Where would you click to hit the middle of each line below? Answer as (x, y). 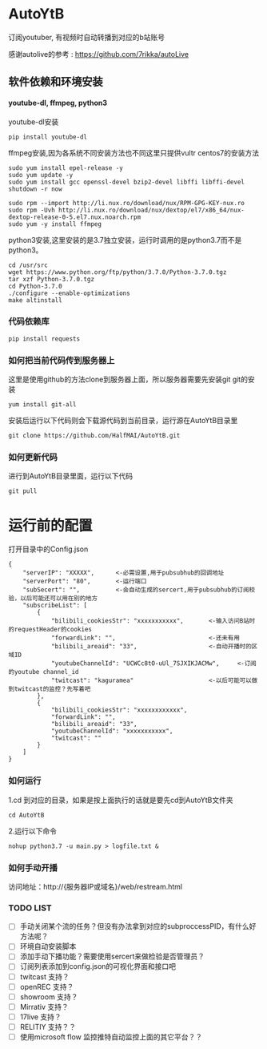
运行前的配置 (51, 525)
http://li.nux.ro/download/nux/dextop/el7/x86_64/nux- (152, 210)
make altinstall (35, 300)
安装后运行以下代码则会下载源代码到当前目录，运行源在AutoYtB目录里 (123, 421)
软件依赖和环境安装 (56, 82)
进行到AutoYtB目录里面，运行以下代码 (71, 476)
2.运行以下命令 (33, 831)
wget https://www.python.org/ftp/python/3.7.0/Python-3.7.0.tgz (118, 272)
